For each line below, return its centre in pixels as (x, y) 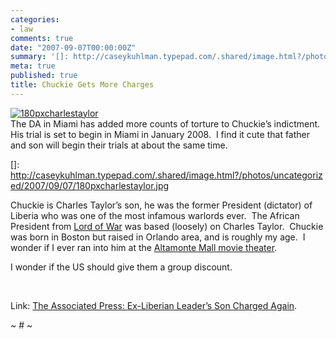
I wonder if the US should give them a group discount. (121, 267)
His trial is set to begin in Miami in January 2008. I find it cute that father (160, 134)
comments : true (42, 38)
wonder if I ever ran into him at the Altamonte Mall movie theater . (144, 247)
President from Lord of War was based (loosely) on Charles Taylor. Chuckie (167, 226)
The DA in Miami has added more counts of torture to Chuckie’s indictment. (165, 123)
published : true (44, 76)
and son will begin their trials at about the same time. (119, 145)
